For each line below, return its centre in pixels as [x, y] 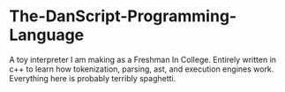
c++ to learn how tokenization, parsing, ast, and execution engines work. [142, 69]
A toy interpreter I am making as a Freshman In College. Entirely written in [142, 59]
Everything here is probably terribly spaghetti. [93, 78]
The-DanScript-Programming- [123, 16]
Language [47, 35]
